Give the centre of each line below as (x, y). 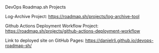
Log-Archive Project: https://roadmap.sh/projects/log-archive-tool (72, 16)
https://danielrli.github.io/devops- (119, 40)
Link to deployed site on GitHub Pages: (45, 40)
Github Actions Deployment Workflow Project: (52, 26)
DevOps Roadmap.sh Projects (36, 7)
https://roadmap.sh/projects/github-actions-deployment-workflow (73, 31)
